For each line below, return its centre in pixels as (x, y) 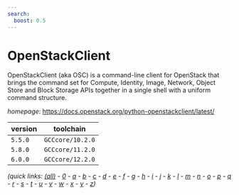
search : (19, 14)
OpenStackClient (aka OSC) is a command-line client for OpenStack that (113, 75)
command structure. (37, 98)
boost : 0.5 (30, 21)
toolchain (70, 129)
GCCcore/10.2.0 (69, 140)
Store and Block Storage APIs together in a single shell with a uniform (109, 90)
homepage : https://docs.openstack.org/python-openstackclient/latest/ (111, 111)
